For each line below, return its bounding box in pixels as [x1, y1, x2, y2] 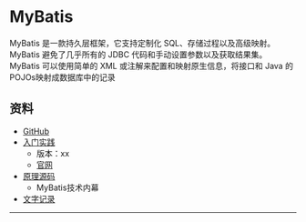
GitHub [22, 126, 50, 136]
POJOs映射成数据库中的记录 [9, 71, 116, 83]
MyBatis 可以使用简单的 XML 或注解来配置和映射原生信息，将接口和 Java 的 [9, 60, 294, 71]
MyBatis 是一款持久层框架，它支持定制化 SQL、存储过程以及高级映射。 [9, 37, 276, 48]
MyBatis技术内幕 [36, 182, 99, 193]
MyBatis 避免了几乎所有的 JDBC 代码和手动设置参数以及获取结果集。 [9, 48, 268, 60]
